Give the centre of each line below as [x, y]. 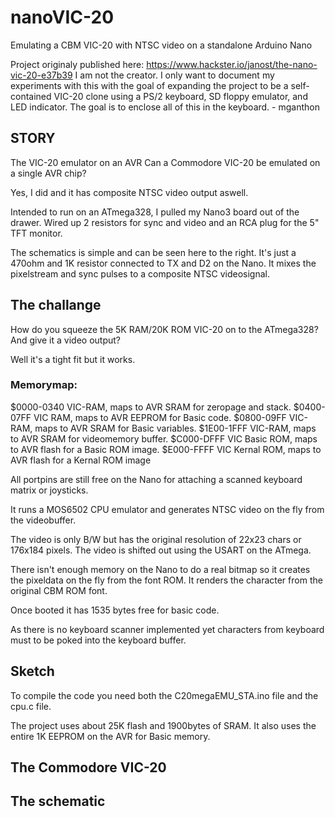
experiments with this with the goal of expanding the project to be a [149, 85]
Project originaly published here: [77, 64]
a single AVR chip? [48, 173]
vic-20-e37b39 [41, 75]
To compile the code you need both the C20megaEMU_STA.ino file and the [164, 695]
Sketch [32, 671]
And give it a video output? [65, 340]
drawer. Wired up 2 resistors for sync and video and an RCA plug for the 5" [165, 222]
